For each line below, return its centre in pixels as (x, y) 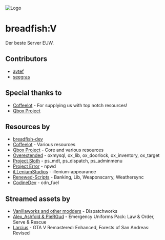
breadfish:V (31, 29)
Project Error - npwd (34, 166)
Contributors (26, 59)
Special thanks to (34, 93)
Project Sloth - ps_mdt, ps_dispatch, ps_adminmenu (68, 161)
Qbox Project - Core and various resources (58, 150)
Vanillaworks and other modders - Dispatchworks (65, 211)
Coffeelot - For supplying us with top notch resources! (70, 105)
